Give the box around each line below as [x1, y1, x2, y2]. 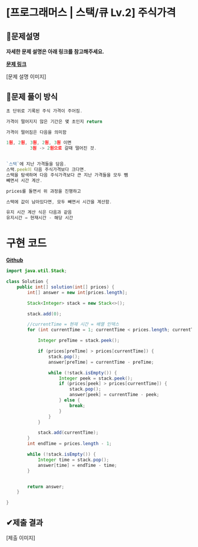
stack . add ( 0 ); [27, 311, 62, 317]
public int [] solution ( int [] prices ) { [16, 284, 115, 290]
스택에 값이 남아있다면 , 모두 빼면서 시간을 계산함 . [6, 199, 113, 205]
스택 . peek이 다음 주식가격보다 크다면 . [6, 167, 87, 173]
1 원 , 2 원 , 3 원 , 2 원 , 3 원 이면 [6, 140, 72, 146]
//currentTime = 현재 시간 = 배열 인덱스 [27, 321, 120, 328]
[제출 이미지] [6, 534, 35, 541]
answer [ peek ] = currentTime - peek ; [69, 392, 160, 398]
